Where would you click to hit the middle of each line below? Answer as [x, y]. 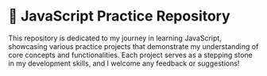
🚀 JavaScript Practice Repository [119, 16]
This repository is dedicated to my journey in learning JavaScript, [115, 38]
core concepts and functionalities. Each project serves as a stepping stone [130, 55]
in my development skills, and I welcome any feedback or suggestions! [124, 63]
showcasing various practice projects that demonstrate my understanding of [133, 46]
